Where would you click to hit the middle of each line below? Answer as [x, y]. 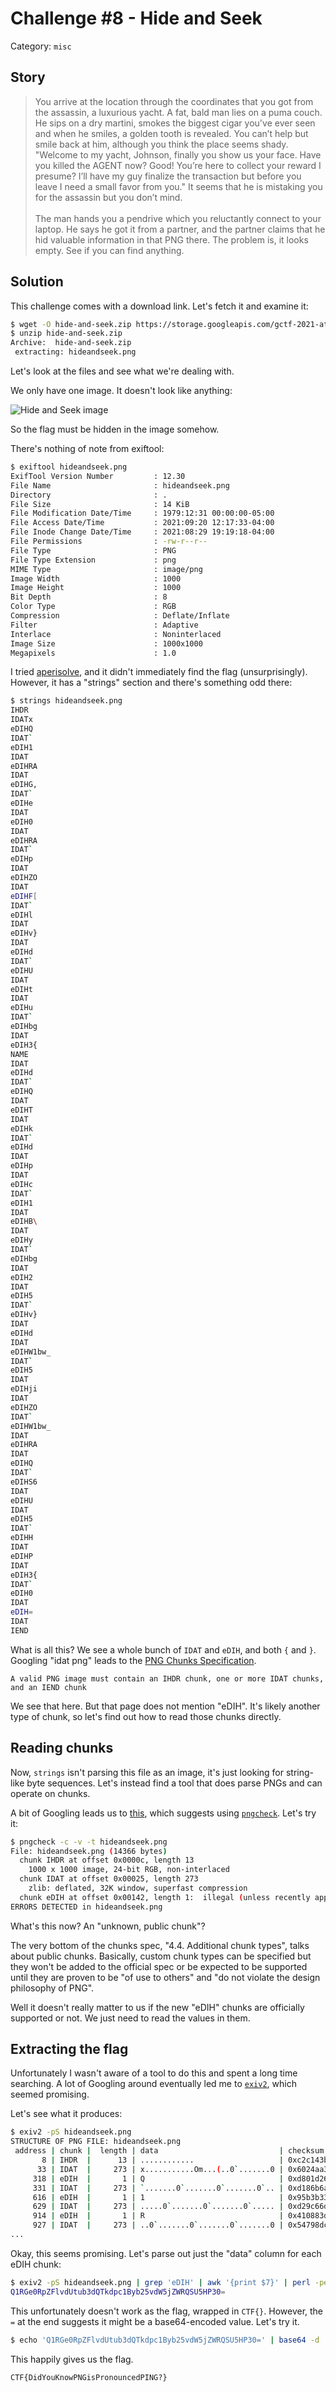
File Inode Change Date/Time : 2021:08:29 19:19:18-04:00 [142, 532]
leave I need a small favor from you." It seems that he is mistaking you [178, 186]
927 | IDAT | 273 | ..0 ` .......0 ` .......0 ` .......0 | [158, 2225]
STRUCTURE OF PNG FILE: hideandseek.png [96, 2142]
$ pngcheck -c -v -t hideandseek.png [89, 1842]
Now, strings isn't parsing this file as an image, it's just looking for [147, 1772]
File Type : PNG [93, 550]
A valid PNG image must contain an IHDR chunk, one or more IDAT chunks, [167, 1678]
